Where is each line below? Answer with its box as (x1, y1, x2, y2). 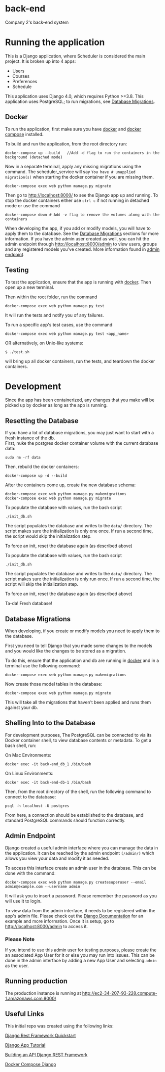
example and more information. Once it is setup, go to (5, 918, 114, 924)
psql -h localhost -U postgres (5, 803, 69, 808)
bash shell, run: (5, 743, 36, 748)
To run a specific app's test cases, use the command (5, 322, 112, 327)
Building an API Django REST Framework (5, 1052, 88, 1058)
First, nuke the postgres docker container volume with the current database (5, 440, 159, 446)
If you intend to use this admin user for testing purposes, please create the (5, 947, 157, 953)
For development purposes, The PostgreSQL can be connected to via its (5, 732, 152, 738)
